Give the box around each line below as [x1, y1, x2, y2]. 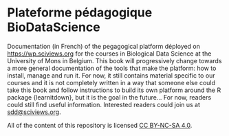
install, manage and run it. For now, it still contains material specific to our [7, 71, 215, 80]
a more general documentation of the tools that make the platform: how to [7, 64, 217, 72]
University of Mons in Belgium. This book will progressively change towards [7, 56, 222, 65]
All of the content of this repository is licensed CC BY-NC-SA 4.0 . [7, 121, 193, 129]
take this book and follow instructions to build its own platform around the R [7, 86, 221, 94]
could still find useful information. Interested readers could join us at [7, 100, 201, 109]
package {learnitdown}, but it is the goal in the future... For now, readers [7, 93, 212, 101]
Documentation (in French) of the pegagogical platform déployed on [7, 42, 201, 50]
